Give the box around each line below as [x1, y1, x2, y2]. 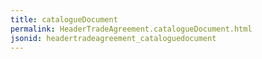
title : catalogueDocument [10, 14, 118, 25]
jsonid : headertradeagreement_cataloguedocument [10, 33, 217, 43]
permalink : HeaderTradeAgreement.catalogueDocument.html [10, 24, 253, 34]
